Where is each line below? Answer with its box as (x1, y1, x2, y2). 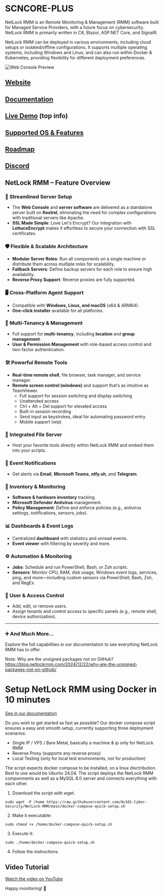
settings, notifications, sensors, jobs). (12, 510, 88, 516)
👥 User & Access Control (5, 592, 64, 599)
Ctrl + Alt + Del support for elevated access (19, 403, 107, 410)
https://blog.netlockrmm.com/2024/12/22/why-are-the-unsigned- (5, 662, 138, 667)
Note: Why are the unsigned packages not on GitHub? (5, 656, 114, 662)
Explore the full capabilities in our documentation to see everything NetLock (5, 641, 158, 647)
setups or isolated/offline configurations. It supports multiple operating (5, 44, 147, 50)
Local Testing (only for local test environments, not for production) (12, 756, 146, 762)
